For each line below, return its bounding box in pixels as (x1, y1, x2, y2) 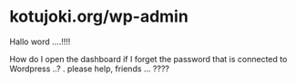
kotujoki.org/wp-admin (9, 6, 189, 27)
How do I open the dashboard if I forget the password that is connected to (9, 53, 288, 64)
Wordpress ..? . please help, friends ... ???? (9, 63, 170, 74)
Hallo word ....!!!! (9, 36, 71, 47)
